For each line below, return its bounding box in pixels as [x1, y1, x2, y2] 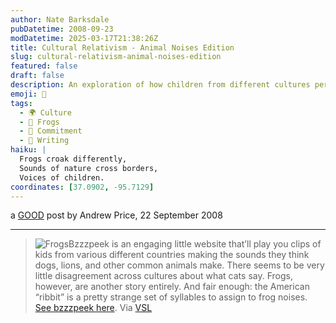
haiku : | [10, 145, 47, 155]
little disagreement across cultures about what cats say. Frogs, [34, 270, 293, 282]
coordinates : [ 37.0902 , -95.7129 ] [10, 182, 155, 192]
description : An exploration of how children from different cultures [10, 80, 311, 90]
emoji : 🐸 [10, 89, 47, 99]
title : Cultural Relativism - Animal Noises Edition [10, 42, 235, 53]
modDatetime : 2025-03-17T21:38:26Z [10, 33, 159, 43]
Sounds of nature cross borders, [19, 163, 159, 173]
